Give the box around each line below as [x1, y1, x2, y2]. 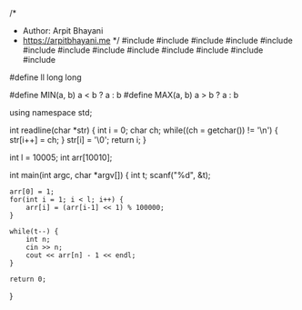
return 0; [9, 275, 47, 284]
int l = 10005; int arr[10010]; [9, 152, 113, 163]
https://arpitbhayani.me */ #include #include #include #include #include [22, 35, 293, 45]
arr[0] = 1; [9, 187, 55, 196]
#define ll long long [9, 72, 82, 83]
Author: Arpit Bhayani [22, 25, 104, 35]
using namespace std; [9, 107, 93, 117]
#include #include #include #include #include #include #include [22, 45, 264, 55]
